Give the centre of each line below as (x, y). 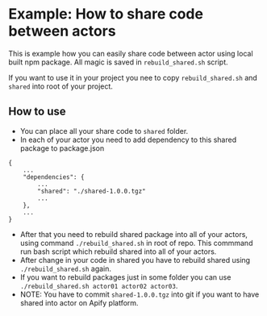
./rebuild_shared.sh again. (65, 268)
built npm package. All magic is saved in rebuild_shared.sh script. (118, 62)
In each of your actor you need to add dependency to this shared (128, 139)
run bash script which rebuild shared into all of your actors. (118, 252)
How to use (37, 112)
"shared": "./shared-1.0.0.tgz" (92, 191)
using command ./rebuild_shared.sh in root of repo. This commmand (136, 243)
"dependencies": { (54, 177)
